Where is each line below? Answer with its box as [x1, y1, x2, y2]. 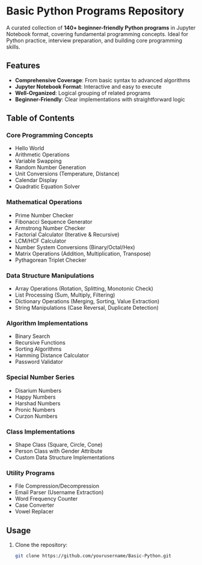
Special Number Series [6, 373, 75, 382]
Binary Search [14, 333, 50, 340]
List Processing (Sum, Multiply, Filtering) [14, 291, 115, 298]
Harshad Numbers [14, 399, 61, 406]
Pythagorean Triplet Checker [14, 256, 87, 264]
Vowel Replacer [14, 508, 54, 515]
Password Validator [14, 358, 63, 366]
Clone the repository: [14, 542, 68, 549]
